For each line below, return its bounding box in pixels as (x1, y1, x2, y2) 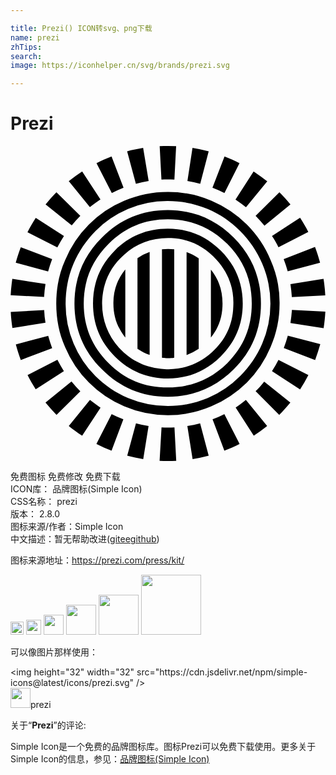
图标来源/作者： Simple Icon (10, 521, 124, 533)
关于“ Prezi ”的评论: (10, 719, 87, 731)
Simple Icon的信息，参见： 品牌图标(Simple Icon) (10, 753, 210, 765)
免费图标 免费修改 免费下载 (10, 471, 121, 483)
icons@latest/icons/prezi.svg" (10, 677, 135, 689)
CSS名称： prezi (10, 496, 78, 508)
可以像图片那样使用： (10, 646, 98, 658)
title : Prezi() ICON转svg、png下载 (10, 23, 153, 33)
